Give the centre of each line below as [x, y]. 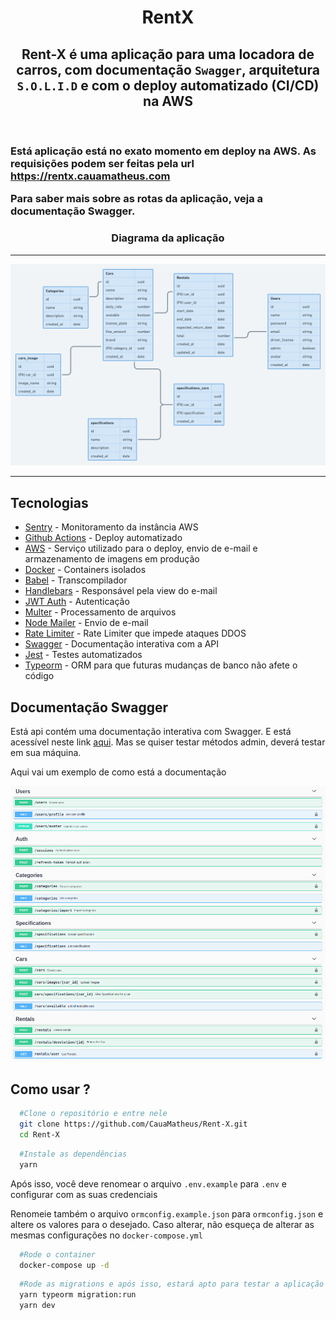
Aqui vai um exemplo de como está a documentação [118, 772]
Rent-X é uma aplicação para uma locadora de [168, 54]
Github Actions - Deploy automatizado [103, 538]
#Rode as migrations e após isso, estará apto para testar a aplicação [172, 1284]
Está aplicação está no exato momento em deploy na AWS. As [163, 151]
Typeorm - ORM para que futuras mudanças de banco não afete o [161, 665]
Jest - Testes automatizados [83, 655]
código [39, 676]
